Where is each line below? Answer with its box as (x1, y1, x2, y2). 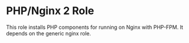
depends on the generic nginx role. (6, 29, 91, 37)
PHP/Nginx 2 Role (6, 4, 94, 18)
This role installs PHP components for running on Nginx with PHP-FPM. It (6, 24, 184, 31)
